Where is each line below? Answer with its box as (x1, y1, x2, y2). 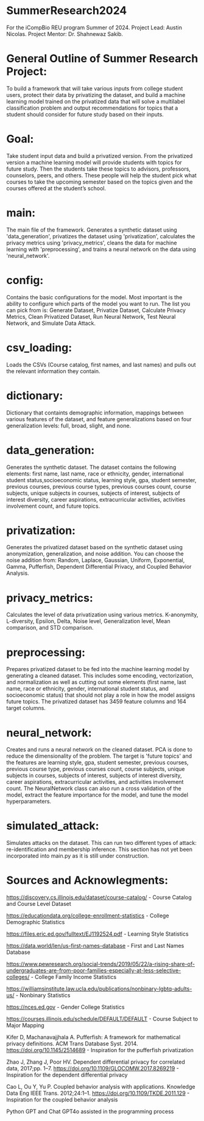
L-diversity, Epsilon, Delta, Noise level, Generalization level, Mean (6, 617, 171, 625)
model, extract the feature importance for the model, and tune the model (6, 791, 189, 799)
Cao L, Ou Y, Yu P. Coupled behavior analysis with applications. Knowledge (6, 1083, 195, 1091)
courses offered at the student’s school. (6, 184, 107, 192)
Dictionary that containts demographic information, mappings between (6, 409, 184, 416)
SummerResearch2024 (6, 4, 127, 18)
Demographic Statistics (6, 919, 65, 926)
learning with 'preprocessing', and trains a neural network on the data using (6, 245, 196, 253)
